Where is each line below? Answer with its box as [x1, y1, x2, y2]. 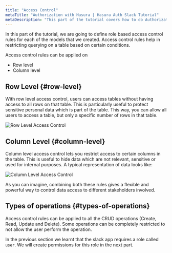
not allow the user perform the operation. [5, 226, 92, 232]
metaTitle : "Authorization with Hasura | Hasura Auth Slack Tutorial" [5, 12, 159, 17]
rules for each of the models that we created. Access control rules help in [5, 36, 160, 43]
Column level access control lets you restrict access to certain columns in [5, 151, 161, 157]
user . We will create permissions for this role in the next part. [5, 242, 134, 248]
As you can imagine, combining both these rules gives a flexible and [5, 182, 149, 187]
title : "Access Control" [5, 7, 58, 13]
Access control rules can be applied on [5, 52, 88, 58]
